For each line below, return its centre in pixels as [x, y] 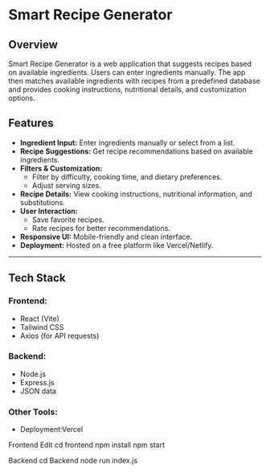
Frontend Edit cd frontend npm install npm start [86, 445]
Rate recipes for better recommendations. [101, 228]
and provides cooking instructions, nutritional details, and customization [127, 89]
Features [31, 123]
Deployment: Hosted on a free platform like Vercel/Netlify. [117, 245]
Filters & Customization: [61, 168]
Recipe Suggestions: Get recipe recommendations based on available [136, 151]
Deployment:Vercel [51, 430]
